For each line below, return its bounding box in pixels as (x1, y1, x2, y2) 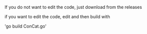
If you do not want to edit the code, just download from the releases (4, 4, 142, 10)
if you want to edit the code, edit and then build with (4, 14, 110, 19)
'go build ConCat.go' (4, 23, 47, 29)
